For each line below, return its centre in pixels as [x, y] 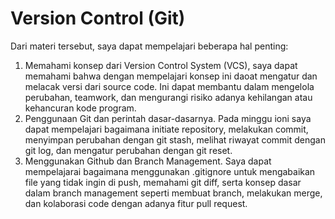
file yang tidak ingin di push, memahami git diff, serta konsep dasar [163, 182]
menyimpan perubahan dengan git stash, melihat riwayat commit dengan [175, 139]
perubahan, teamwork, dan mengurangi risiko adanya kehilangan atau [168, 97]
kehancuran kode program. [80, 108]
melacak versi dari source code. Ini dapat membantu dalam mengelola [169, 86]
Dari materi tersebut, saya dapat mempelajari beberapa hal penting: [149, 46]
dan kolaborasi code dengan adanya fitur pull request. [136, 203]
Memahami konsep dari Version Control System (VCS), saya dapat [161, 65]
